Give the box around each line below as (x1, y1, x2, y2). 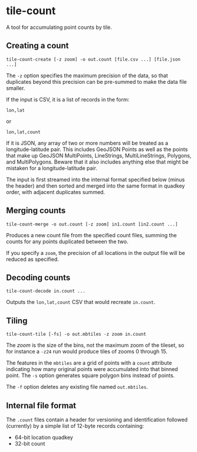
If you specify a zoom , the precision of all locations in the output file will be (6, 249, 185, 256)
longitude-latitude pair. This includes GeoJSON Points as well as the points (6, 146, 188, 153)
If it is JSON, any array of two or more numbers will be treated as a (6, 139, 169, 146)
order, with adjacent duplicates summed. (6, 188, 105, 195)
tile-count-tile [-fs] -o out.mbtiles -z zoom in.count (6, 332, 146, 338)
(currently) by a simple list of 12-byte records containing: (6, 422, 145, 429)
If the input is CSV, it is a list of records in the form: (6, 96, 130, 103)
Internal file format (6, 400, 77, 411)
